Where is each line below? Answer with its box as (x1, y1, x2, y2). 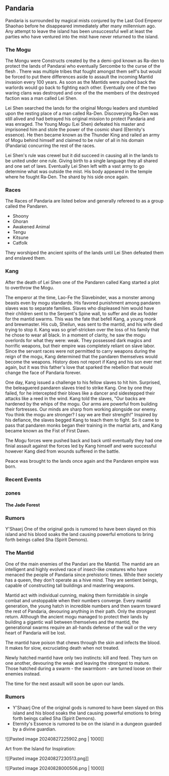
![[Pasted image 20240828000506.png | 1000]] (5, 765, 104, 771)
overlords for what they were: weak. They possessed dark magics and (5, 337, 151, 343)
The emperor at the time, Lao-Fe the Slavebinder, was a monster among (5, 294, 155, 300)
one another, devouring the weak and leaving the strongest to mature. (5, 660, 150, 666)
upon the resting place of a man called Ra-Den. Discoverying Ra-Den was (5, 111, 159, 117)
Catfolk (12, 240, 28, 246)
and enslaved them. (5, 255, 46, 261)
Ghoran (12, 218, 29, 224)
